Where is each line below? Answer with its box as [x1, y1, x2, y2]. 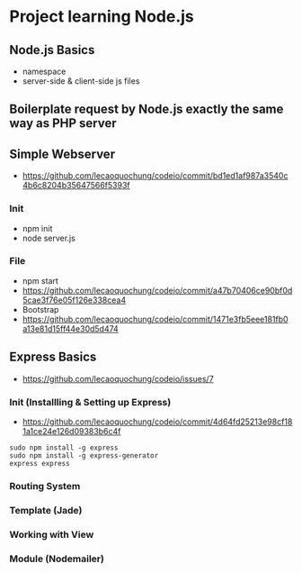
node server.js [22, 232, 76, 243]
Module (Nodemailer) [9, 552, 105, 565]
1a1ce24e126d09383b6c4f [22, 425, 121, 436]
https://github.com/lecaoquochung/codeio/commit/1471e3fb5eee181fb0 [22, 314, 289, 324]
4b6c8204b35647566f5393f [22, 180, 130, 191]
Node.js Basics [9, 42, 95, 58]
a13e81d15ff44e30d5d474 [22, 323, 119, 334]
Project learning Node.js [9, 6, 195, 27]
